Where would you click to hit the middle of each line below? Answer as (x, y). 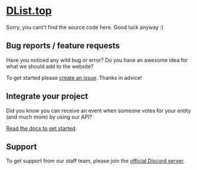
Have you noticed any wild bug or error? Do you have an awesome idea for (97, 60)
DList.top (29, 11)
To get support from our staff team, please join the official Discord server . (96, 161)
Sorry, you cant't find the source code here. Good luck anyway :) (85, 27)
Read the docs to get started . (42, 128)
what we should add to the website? (50, 66)
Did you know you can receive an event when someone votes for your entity (99, 110)
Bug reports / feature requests (63, 46)
